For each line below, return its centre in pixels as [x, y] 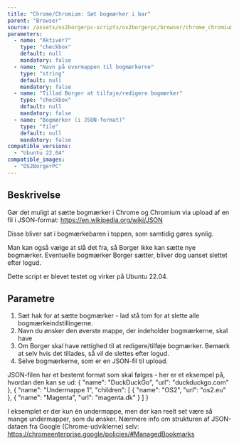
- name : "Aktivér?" [43, 41]
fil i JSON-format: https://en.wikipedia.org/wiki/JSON [85, 220]
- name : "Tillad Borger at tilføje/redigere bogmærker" [98, 93]
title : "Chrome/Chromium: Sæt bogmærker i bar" [79, 14]
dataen [18, 426]
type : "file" [39, 126]
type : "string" [43, 73]
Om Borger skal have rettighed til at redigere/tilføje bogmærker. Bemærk [123, 346]
